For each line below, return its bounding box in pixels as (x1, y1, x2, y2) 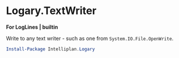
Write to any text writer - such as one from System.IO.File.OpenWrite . (6, 35, 174, 42)
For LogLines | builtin (6, 23, 58, 30)
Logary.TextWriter (6, 4, 97, 18)
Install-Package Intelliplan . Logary (6, 46, 95, 52)
